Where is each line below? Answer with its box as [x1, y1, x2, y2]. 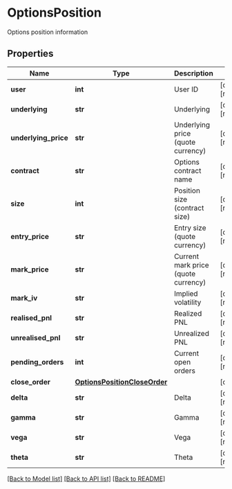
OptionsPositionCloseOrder [75, 377, 168, 386]
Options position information [7, 28, 88, 36]
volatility [173, 297, 202, 307]
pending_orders [10, 357, 64, 366]
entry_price [10, 231, 50, 241]
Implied [173, 289, 198, 299]
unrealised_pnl [10, 332, 61, 342]
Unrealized [173, 328, 209, 338]
